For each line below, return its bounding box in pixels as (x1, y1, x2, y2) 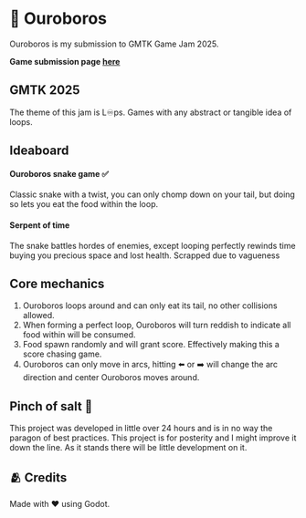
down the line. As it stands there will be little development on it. (9, 442, 248, 453)
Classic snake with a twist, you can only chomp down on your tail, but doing (9, 189, 295, 200)
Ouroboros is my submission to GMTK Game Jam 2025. (9, 38, 219, 49)
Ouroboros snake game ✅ (9, 168, 110, 179)
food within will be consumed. (22, 329, 136, 340)
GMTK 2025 (9, 82, 80, 98)
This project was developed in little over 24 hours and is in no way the (9, 423, 273, 434)
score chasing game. (22, 348, 102, 359)
